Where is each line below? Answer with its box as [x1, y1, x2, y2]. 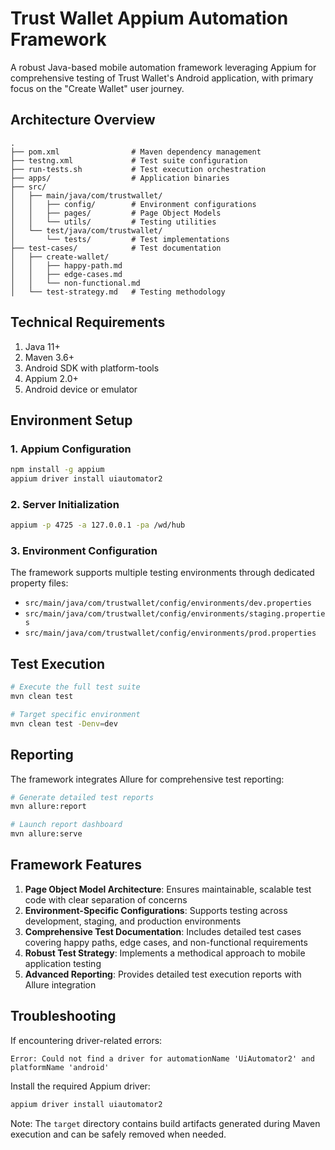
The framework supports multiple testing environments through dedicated [10, 567, 315, 579]
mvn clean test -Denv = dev [10, 718, 118, 729]
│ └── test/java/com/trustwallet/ [10, 225, 163, 236]
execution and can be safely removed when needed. [10, 1128, 227, 1140]
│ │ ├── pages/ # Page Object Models [10, 208, 222, 218]
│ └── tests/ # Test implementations [10, 234, 230, 244]
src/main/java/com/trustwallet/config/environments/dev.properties [24, 598, 312, 609]
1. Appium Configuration [10, 442, 132, 456]
